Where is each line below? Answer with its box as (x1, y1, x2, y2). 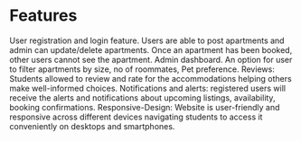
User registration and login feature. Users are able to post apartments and (9, 35, 285, 46)
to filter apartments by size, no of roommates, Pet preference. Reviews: (9, 64, 276, 75)
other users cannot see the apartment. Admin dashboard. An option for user (9, 54, 293, 65)
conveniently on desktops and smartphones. (9, 120, 175, 131)
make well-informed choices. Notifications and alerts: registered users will (9, 83, 287, 93)
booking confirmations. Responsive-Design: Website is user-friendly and (9, 101, 280, 112)
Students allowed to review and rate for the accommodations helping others (9, 73, 292, 84)
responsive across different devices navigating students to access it (9, 111, 263, 122)
